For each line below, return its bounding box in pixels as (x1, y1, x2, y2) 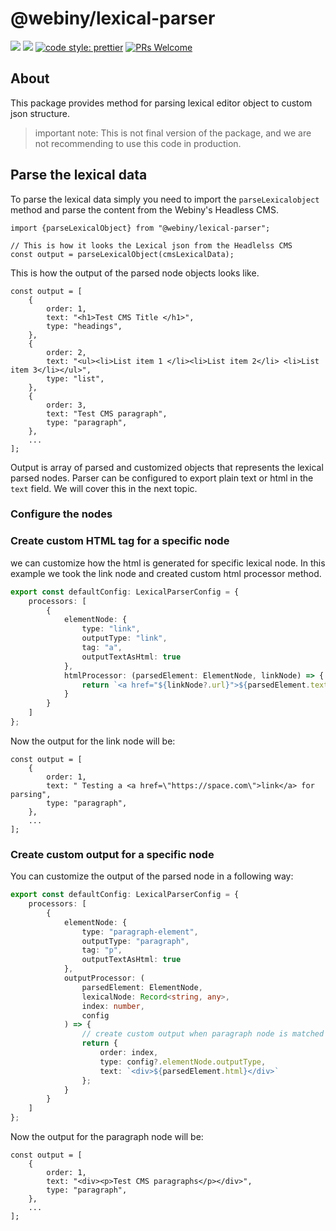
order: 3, (46, 400, 87, 410)
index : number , (81, 1001, 145, 1011)
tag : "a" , (81, 643, 123, 653)
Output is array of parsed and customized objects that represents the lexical (10, 461, 324, 473)
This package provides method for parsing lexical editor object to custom (10, 97, 313, 109)
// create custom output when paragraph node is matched (81, 1029, 325, 1039)
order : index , (99, 1048, 159, 1058)
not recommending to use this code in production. (34, 137, 242, 149)
